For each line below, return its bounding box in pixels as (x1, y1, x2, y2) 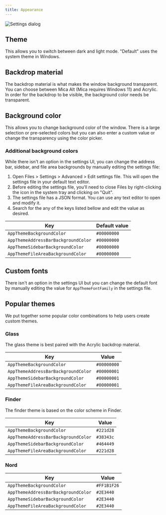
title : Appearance (5, 7, 43, 12)
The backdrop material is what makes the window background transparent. (5, 81, 159, 87)
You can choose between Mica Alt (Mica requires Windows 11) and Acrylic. (5, 86, 158, 92)
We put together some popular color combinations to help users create (5, 313, 150, 319)
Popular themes (5, 300, 55, 308)
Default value (96, 222, 129, 229)
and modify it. (12, 200, 41, 206)
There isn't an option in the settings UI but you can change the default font (5, 280, 158, 286)
